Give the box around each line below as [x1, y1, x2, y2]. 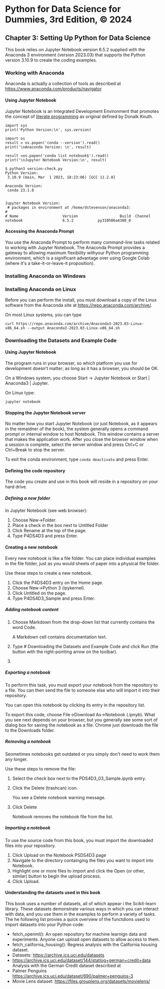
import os [5, 136, 26, 141]
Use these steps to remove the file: [5, 766, 76, 771]
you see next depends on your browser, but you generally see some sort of [5, 717, 158, 723]
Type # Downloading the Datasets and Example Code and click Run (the [12, 643, 159, 649]
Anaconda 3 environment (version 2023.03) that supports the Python [5, 52, 145, 58]
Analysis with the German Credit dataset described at [12, 962, 121, 968]
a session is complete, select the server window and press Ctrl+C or [5, 441, 144, 447]
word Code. [12, 624, 36, 630]
